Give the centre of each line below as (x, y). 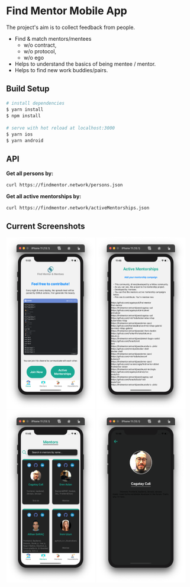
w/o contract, (40, 45)
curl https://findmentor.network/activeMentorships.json (78, 208)
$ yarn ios (20, 134)
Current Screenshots (46, 226)
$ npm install (24, 116)
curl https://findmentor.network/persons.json (65, 185)
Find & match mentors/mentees (53, 38)
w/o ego (34, 57)
